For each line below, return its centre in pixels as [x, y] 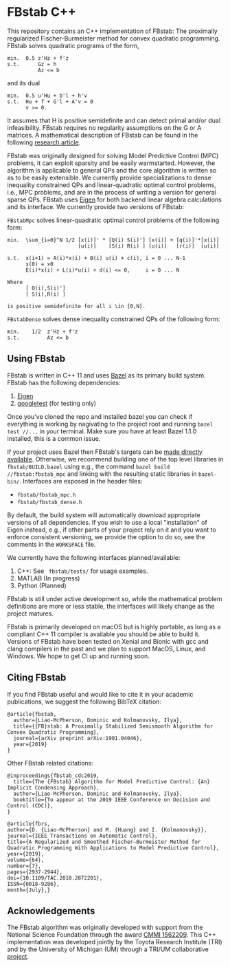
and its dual [23, 83]
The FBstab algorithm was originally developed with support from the [105, 927]
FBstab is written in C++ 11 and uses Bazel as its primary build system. [106, 375]
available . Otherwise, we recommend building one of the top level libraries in [115, 459]
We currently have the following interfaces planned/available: [94, 557]
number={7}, [24, 866]
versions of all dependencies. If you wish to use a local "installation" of [107, 522]
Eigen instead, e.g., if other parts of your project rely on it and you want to [112, 530]
